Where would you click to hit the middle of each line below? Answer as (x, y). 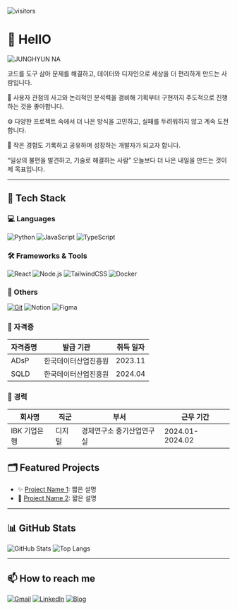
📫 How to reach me (51, 579)
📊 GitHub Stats (42, 528)
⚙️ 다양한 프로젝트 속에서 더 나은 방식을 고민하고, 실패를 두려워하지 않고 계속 (112, 121)
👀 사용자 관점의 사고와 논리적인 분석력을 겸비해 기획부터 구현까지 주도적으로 (111, 97)
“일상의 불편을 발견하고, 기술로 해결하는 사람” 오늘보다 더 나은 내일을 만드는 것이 (117, 160)
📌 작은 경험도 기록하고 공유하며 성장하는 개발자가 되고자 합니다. (94, 145)
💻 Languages (31, 219)
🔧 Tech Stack (37, 198)
